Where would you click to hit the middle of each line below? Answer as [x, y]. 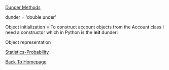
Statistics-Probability [27, 52]
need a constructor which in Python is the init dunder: [62, 32]
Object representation [28, 42]
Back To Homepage [26, 62]
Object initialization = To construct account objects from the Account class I [84, 27]
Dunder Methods [23, 7]
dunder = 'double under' [31, 17]
